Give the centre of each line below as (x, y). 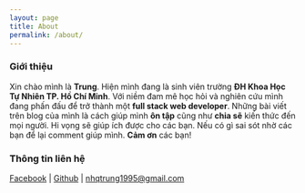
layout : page (34, 18)
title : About (34, 26)
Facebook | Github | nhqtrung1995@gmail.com (97, 178)
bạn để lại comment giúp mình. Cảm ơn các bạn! (101, 135)
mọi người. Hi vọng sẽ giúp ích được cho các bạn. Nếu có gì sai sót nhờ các (151, 125)
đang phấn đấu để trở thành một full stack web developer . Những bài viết (148, 106)
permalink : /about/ (46, 35)
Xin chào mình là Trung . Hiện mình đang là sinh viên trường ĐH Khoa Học (147, 86)
